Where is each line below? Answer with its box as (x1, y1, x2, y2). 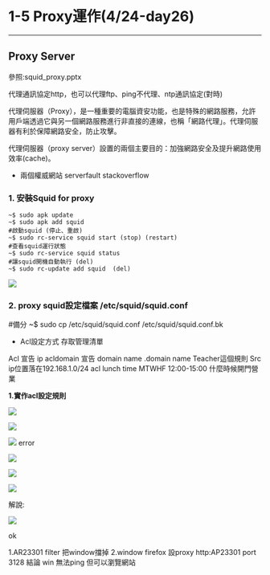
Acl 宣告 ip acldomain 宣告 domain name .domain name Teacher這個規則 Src (8, 354, 261, 364)
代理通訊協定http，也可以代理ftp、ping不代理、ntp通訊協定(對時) (8, 89, 223, 99)
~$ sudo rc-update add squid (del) (8, 265, 131, 273)
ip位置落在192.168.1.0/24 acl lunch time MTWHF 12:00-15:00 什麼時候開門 (8, 364, 252, 373)
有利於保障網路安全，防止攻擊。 (14, 126, 121, 136)
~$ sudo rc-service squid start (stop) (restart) (8, 234, 178, 242)
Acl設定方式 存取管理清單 (19, 336, 104, 346)
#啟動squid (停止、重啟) (8, 226, 83, 235)
